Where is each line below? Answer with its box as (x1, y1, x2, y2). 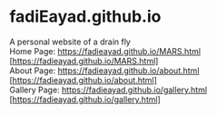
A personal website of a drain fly (9, 36, 132, 47)
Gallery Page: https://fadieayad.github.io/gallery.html (9, 84, 207, 95)
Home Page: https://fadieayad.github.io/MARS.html (9, 45, 202, 56)
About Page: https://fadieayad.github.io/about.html (9, 65, 200, 76)
